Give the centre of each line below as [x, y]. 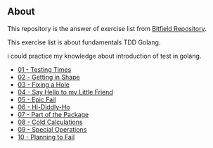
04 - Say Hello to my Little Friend [65, 92]
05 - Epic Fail [37, 99]
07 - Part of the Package [53, 114]
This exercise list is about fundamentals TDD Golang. [84, 42]
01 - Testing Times [44, 69]
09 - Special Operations [52, 129]
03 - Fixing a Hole [44, 85]
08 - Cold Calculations [50, 122]
